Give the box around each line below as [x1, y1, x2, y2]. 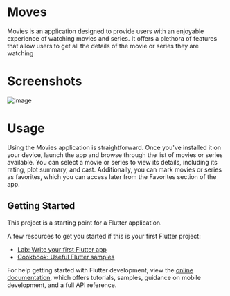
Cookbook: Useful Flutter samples [17, 252, 115, 261]
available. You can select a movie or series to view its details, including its [7, 158, 218, 166]
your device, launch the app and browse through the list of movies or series [7, 150, 223, 159]
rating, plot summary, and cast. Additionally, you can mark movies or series [7, 165, 222, 174]
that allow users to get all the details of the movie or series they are [7, 41, 200, 50]
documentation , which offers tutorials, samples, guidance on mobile [7, 273, 201, 281]
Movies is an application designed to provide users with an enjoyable [7, 27, 204, 35]
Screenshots [7, 73, 82, 89]
